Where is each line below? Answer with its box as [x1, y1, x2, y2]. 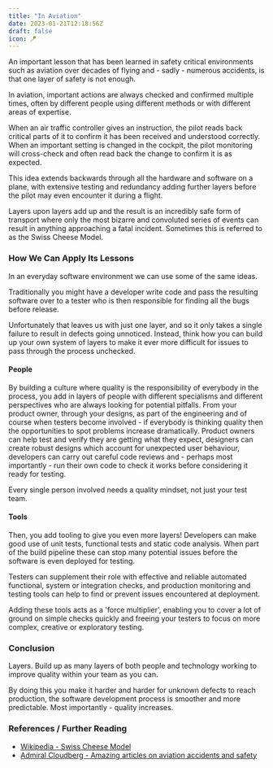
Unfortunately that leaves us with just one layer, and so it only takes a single [8, 320, 262, 329]
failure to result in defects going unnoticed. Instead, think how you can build [8, 329, 263, 338]
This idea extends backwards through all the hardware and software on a [8, 173, 253, 183]
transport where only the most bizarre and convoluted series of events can [8, 215, 259, 225]
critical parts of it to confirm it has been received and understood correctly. [8, 132, 261, 142]
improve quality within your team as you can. [8, 670, 158, 679]
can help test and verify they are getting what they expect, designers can [8, 434, 253, 444]
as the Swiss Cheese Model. [8, 233, 104, 242]
